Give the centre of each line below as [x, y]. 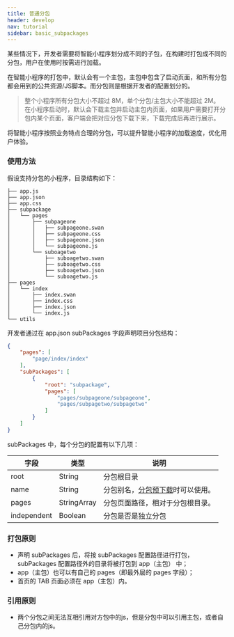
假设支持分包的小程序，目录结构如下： [62, 178]
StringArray [78, 502]
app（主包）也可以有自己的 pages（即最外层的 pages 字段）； [106, 572]
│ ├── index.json [42, 307]
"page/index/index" [61, 359]
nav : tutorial [28, 26]
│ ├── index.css [40, 301]
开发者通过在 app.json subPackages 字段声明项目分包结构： [93, 333]
